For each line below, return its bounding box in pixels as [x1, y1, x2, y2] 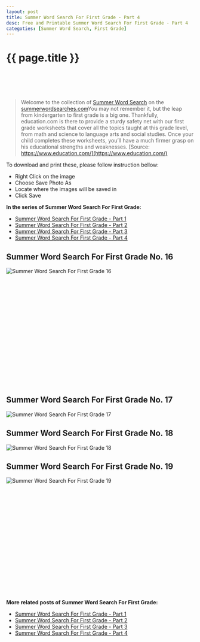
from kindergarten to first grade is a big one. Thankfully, [20, 111, 159, 119]
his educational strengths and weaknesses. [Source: [20, 143, 150, 150]
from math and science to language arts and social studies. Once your [20, 131, 194, 138]
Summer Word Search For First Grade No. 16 [6, 252, 174, 262]
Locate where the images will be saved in [14, 186, 117, 193]
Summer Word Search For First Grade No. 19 [6, 462, 174, 472]
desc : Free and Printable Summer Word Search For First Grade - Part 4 [6, 20, 188, 26]
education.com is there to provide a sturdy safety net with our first [20, 118, 184, 125]
